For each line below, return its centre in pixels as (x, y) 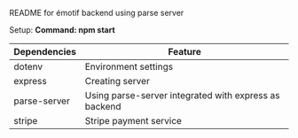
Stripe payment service (133, 121)
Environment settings (129, 67)
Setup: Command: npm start (62, 30)
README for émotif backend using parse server (97, 13)
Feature (184, 52)
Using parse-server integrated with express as (182, 95)
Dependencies (45, 52)
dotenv (28, 67)
